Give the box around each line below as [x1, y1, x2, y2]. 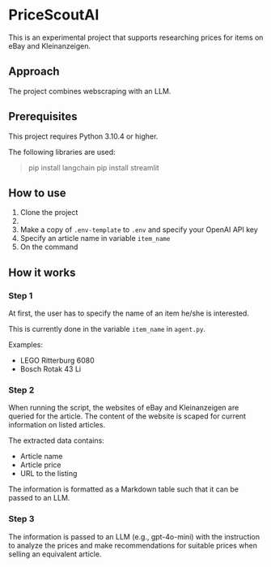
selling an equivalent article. [8, 549, 102, 559]
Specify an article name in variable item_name [19, 234, 171, 243]
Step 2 [8, 384, 35, 395]
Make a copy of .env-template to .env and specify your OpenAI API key [19, 225, 259, 234]
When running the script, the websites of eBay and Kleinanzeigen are [8, 403, 239, 413]
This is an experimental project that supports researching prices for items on [8, 32, 264, 42]
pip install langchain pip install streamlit [28, 162, 159, 172]
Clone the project [19, 208, 78, 217]
